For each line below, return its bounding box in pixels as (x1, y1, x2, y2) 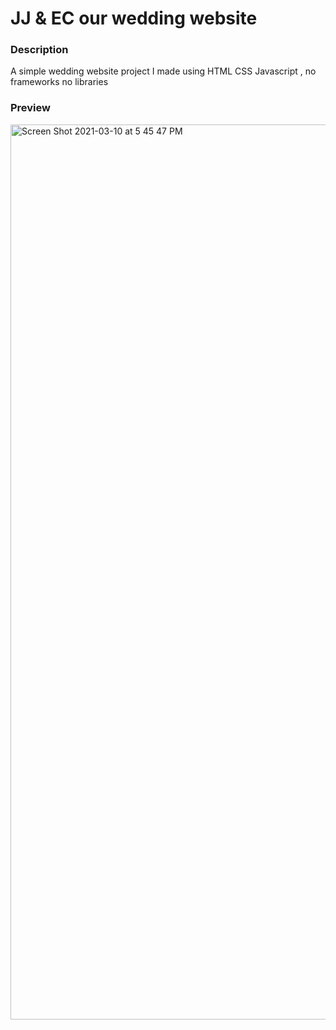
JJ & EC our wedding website (10, 7, 258, 30)
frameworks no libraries (10, 76, 109, 88)
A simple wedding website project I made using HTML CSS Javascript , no (10, 65, 317, 77)
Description (10, 43, 69, 57)
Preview (10, 101, 51, 115)
